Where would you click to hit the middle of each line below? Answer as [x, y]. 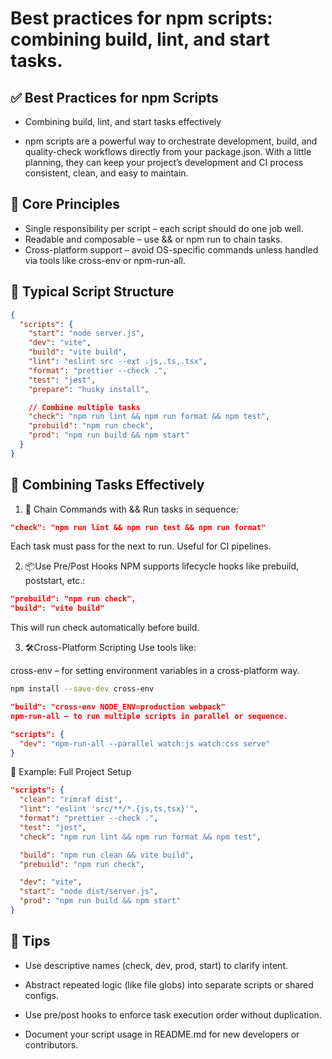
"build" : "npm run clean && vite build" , [107, 855]
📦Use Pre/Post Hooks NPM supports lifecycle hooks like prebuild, [162, 566]
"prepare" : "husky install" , [89, 389]
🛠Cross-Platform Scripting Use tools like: [110, 648]
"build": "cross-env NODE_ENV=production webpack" [118, 707]
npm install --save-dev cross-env [82, 689]
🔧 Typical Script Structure [92, 292]
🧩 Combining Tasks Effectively [107, 485]
